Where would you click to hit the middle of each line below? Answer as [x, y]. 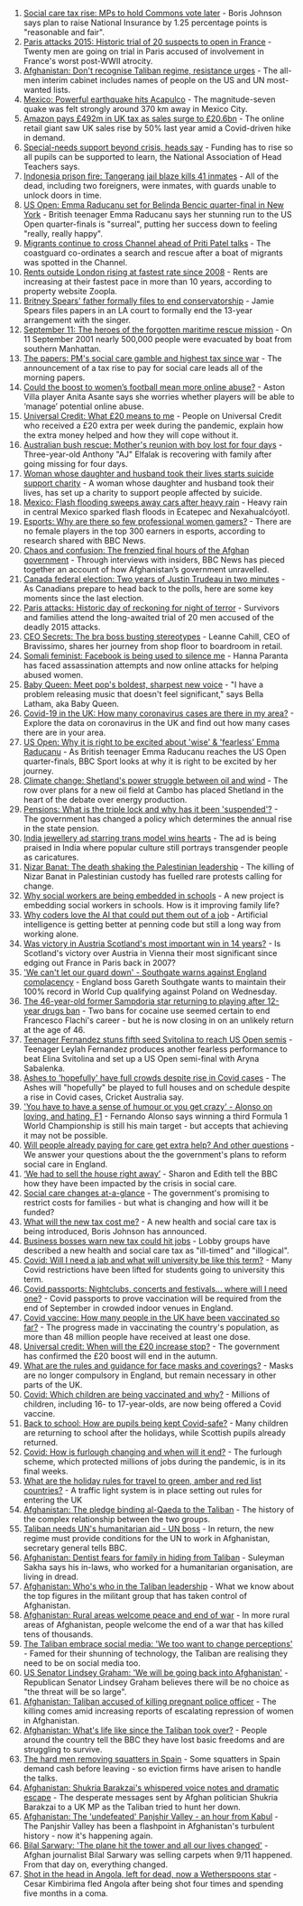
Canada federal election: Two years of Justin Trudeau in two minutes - [154, 579]
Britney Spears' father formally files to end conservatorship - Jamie [148, 301]
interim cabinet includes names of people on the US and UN [153, 80]
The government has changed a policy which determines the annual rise [157, 819]
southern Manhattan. [62, 349]
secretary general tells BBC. [75, 1548]
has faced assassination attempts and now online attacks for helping [151, 665]
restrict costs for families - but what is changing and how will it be [146, 1203]
